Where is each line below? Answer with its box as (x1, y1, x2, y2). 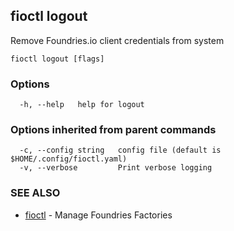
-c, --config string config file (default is (19, 145, 222, 156)
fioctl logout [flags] (10, 54, 105, 64)
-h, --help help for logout (19, 100, 145, 110)
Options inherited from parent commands (10, 123, 217, 137)
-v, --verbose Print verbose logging (19, 163, 213, 173)
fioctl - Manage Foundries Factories (24, 209, 173, 221)
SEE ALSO (10, 186, 61, 200)
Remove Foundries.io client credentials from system (10, 34, 225, 46)
